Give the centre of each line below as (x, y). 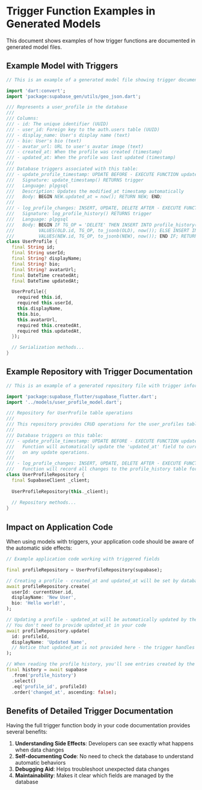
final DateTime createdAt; (45, 275)
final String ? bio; (36, 264)
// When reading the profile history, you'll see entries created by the (101, 664)
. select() (24, 681)
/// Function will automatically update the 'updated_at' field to (95, 447)
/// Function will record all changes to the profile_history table (96, 469)
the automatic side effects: (39, 548)
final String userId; (39, 253)
